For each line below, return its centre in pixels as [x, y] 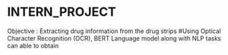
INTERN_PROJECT [62, 12]
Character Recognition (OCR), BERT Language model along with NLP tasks [114, 38]
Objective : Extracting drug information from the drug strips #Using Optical [114, 31]
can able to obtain [33, 45]
